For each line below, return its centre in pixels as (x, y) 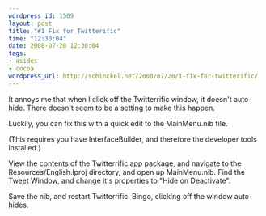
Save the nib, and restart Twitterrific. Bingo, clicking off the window (120, 196)
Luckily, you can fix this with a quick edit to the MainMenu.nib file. (118, 123)
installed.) (25, 147)
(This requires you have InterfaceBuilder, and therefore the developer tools (133, 139)
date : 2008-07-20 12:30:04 (54, 46)
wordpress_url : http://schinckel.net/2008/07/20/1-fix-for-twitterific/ (133, 76)
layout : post (30, 23)
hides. (19, 205)
